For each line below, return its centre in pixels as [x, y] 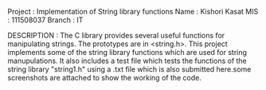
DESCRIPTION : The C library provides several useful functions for [116, 35]
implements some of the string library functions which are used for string [127, 52]
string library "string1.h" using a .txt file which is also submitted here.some [129, 69]
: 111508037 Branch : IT [45, 20]
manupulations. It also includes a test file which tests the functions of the [127, 61]
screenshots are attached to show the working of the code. [105, 78]
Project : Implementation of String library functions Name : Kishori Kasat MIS [133, 12]
